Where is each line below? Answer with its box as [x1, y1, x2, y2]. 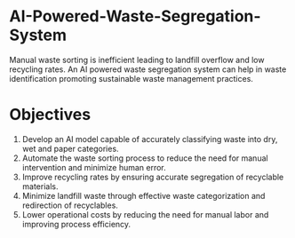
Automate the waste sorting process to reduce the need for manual [21, 153, 268, 163]
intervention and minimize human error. [21, 162, 166, 172]
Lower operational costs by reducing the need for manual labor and [21, 209, 269, 219]
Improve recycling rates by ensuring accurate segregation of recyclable [21, 171, 284, 182]
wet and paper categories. [21, 143, 119, 154]
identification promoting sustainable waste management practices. [9, 73, 253, 83]
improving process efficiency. [21, 218, 132, 229]
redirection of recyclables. [21, 200, 118, 210]
